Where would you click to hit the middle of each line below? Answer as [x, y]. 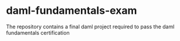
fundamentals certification [38, 32]
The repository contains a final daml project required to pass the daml [90, 27]
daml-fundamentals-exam [72, 11]
